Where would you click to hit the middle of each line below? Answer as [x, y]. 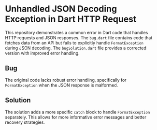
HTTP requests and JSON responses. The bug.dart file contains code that [79, 38]
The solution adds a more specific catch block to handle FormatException [78, 112]
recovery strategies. [25, 122]
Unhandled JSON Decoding [61, 9]
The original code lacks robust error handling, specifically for [66, 80]
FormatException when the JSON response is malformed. [62, 85]
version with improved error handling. [42, 53]
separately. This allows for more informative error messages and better [76, 117]
